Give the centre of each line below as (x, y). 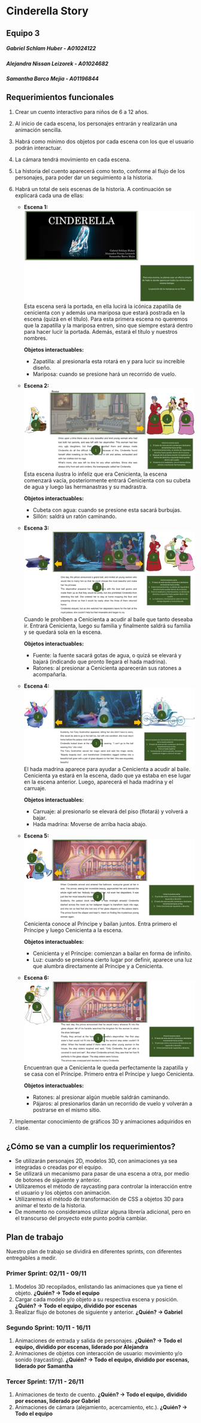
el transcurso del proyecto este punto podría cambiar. (81, 1218)
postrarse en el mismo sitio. (67, 1110)
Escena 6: (36, 977)
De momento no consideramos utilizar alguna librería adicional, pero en (103, 1212)
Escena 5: (36, 836)
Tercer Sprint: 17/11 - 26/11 (45, 1381)
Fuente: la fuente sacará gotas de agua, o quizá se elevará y (107, 655)
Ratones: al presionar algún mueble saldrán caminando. (101, 1097)
